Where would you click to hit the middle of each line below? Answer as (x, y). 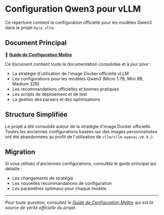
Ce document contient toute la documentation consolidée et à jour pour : (78, 64)
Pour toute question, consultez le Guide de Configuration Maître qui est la (79, 202)
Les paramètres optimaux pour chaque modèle (59, 189)
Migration (20, 152)
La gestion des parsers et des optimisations (56, 99)
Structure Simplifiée (36, 115)
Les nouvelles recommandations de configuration (62, 183)
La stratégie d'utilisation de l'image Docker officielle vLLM (71, 73)
